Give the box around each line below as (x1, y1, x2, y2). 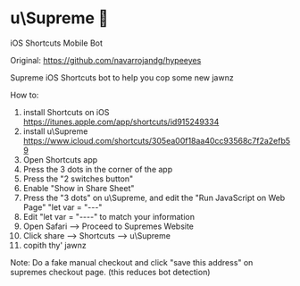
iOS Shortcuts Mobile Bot (10, 38, 104, 48)
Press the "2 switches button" (22, 173, 134, 184)
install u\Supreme (22, 125, 88, 137)
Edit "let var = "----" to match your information (22, 211, 196, 222)
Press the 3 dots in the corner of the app (22, 164, 173, 174)
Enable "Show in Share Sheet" (22, 182, 135, 193)
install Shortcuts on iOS (22, 106, 110, 117)
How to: (10, 89, 39, 100)
